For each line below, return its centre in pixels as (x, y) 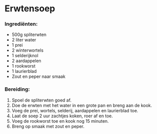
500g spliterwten (29, 34)
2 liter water (24, 40)
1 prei (17, 45)
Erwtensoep (30, 9)
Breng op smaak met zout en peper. (48, 126)
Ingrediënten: (21, 24)
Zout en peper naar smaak (39, 76)
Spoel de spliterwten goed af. (42, 100)
